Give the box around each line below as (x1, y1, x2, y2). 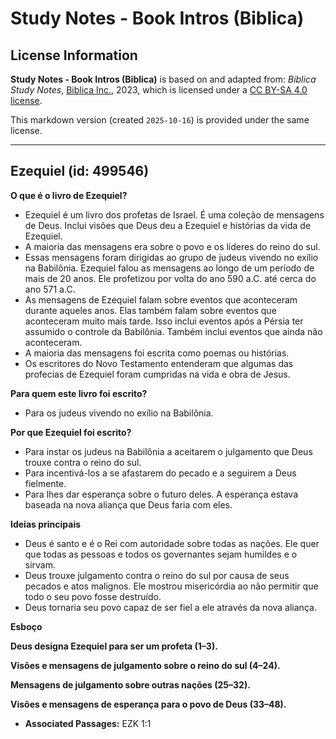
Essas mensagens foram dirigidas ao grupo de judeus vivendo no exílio (24, 251, 319, 263)
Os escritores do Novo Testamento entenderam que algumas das (24, 357, 294, 369)
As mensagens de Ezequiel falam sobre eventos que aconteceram (24, 293, 298, 306)
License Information (10, 47, 138, 64)
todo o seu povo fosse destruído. (24, 590, 162, 602)
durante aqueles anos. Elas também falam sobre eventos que (24, 304, 277, 316)
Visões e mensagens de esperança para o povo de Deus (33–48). (10, 698, 287, 710)
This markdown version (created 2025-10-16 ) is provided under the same (10, 114, 310, 126)
